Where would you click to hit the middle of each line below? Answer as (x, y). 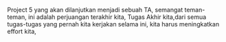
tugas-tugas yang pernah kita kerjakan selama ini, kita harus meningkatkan (113, 24)
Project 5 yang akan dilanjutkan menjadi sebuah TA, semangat (95, 10)
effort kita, (22, 31)
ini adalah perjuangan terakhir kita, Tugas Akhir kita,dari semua (117, 17)
